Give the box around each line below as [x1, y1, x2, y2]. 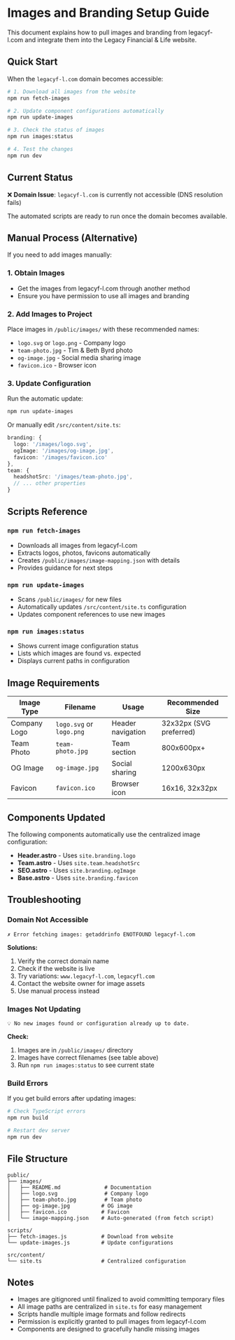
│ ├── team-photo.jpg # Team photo [7, 1196, 142, 1203]
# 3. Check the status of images [7, 126, 105, 134]
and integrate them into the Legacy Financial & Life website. [24, 35, 197, 43]
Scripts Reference [7, 506, 87, 518]
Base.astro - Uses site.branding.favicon [17, 873, 138, 882]
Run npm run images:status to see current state [17, 1061, 155, 1069]
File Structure [7, 1153, 68, 1165]
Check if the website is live [17, 964, 96, 972]
